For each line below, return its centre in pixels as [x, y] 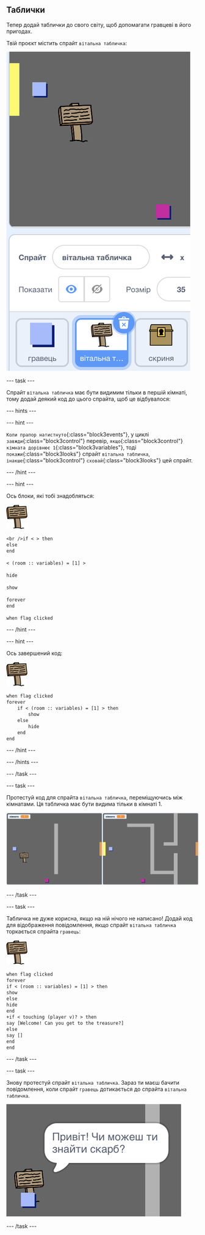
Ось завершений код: [34, 653]
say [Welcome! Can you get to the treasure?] [65, 1023]
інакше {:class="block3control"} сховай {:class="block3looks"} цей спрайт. [100, 460]
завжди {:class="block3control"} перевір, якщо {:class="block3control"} [95, 441]
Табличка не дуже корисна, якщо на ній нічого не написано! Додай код [99, 918]
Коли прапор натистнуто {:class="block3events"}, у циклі [78, 434]
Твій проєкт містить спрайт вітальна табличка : [67, 43]
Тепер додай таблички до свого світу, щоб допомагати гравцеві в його [99, 24]
